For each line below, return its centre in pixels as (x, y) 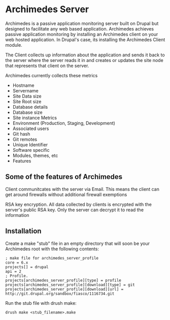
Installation (23, 231)
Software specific (31, 150)
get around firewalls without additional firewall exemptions (66, 195)
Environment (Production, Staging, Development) (64, 123)
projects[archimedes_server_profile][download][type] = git (70, 285)
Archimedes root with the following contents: (52, 249)
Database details (30, 107)
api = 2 (13, 271)
